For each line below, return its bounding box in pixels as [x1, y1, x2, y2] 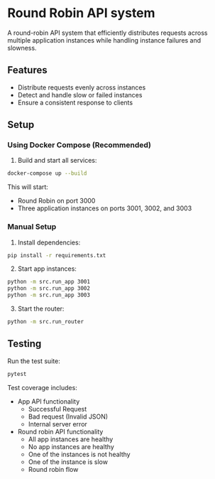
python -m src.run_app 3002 [7, 285, 91, 292]
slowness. [7, 43, 37, 52]
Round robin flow [28, 465, 79, 473]
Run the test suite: [7, 357, 60, 365]
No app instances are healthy [28, 442, 115, 451]
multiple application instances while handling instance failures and [7, 36, 202, 44]
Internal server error [28, 419, 87, 428]
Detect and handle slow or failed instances [17, 90, 143, 99]
